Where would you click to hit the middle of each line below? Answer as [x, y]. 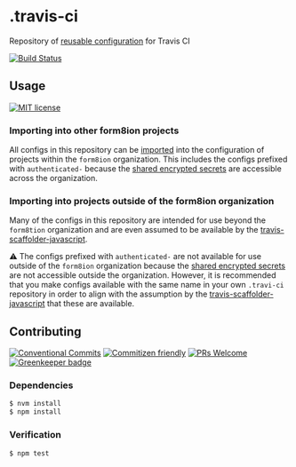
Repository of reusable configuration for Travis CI [100, 41]
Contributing [45, 332]
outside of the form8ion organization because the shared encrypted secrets [148, 266]
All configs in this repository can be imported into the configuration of [137, 150]
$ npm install [36, 412]
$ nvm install [36, 404]
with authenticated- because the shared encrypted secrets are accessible [145, 169]
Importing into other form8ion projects [94, 131]
